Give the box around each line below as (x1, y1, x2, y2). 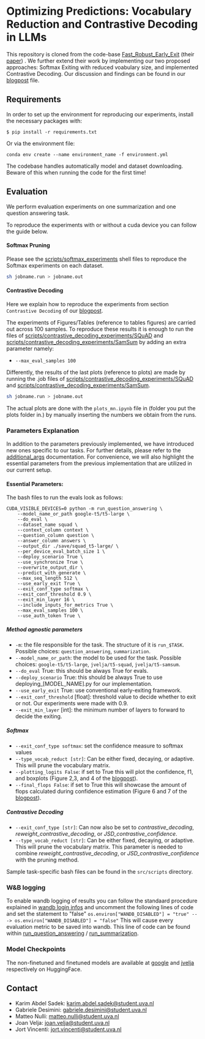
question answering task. (6, 209, 70, 217)
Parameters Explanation (6, 426, 80, 435)
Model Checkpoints (6, 945, 66, 953)
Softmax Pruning (6, 242, 50, 249)
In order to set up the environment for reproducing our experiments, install (6, 110, 194, 118)
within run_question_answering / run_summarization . (6, 929, 139, 937)
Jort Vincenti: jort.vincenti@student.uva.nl (15, 1026, 122, 1033)
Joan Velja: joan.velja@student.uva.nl (15, 1019, 110, 1026)
